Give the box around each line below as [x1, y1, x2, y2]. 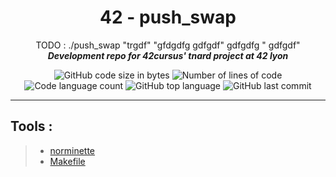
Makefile [49, 155, 86, 167]
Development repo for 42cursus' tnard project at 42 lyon [47, 49, 289, 61]
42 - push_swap [99, 6, 237, 29]
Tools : [10, 118, 53, 135]
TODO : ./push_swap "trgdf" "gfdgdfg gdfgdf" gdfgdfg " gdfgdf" [35, 39, 301, 51]
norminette [49, 144, 96, 156]
